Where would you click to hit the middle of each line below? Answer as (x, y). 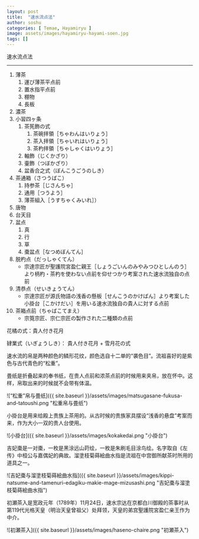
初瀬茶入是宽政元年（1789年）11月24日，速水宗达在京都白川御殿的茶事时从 (98, 503)
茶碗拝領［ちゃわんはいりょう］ (72, 134)
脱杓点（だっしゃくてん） (46, 259)
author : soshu (24, 22)
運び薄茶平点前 (42, 82)
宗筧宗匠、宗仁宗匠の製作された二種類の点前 (79, 318)
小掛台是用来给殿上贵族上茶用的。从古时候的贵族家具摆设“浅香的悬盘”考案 (97, 416)
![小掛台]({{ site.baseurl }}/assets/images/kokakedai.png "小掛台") (87, 435)
